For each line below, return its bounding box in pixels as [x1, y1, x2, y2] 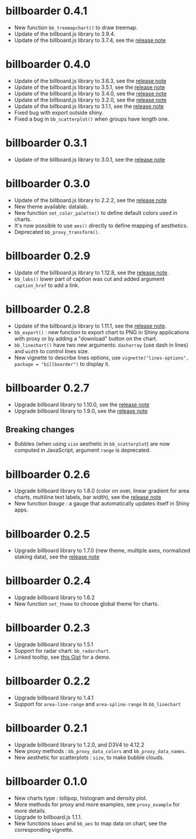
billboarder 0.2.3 [5, 621, 91, 635]
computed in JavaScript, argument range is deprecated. [14, 446, 151, 454]
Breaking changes [5, 424, 75, 434]
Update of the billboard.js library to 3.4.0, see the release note [14, 90, 167, 97]
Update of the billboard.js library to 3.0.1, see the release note [14, 156, 165, 163]
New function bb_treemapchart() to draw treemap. [14, 24, 138, 31]
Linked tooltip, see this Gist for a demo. [14, 653, 111, 661]
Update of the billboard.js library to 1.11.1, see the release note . [14, 322, 167, 329]
